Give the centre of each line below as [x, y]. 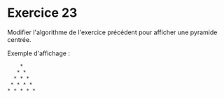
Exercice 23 [42, 13]
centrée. [19, 39]
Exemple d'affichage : [38, 53]
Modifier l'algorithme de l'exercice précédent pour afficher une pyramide [112, 32]
